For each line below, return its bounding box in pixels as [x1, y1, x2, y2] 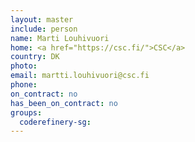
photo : [10, 61, 38, 71]
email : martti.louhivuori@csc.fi [10, 71, 150, 81]
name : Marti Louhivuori [10, 33, 110, 43]
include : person [10, 24, 78, 34]
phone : [10, 80, 38, 90]
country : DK [10, 52, 60, 62]
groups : [10, 107, 43, 118]
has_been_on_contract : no [10, 98, 118, 108]
